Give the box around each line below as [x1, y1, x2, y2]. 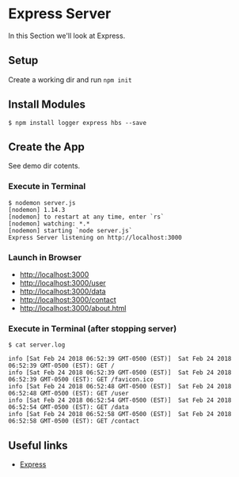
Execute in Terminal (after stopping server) [8, 323, 177, 334]
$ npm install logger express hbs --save [8, 119, 147, 127]
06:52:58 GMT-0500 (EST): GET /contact [8, 417, 140, 426]
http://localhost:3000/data [19, 286, 106, 296]
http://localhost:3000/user [19, 278, 107, 287]
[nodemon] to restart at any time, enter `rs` [8, 213, 165, 221]
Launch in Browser [8, 252, 82, 263]
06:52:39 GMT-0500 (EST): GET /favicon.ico [8, 376, 154, 384]
